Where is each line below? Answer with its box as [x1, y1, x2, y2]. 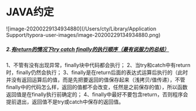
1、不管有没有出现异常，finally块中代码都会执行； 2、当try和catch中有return [6, 61, 191, 68]
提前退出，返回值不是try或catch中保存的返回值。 [6, 98, 124, 105]
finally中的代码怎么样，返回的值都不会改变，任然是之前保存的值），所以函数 [6, 83, 188, 90]
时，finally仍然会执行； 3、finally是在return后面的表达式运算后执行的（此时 [6, 69, 188, 76]
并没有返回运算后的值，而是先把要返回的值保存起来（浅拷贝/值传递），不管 [6, 76, 186, 83]
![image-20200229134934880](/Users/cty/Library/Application [6, 25, 157, 32]
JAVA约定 [6, 5, 55, 19]
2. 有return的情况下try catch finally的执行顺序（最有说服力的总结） [6, 45, 170, 53]
